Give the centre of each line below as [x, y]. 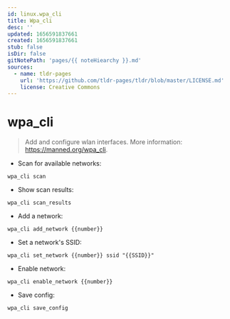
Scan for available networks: [59, 163]
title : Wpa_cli [30, 21]
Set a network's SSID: [49, 243]
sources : [20, 67]
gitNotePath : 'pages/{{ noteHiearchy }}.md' [74, 61]
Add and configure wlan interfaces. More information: [104, 142]
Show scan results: [46, 190]
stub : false [25, 47]
